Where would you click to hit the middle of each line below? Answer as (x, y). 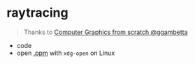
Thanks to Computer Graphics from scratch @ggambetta (106, 32)
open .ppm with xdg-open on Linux (66, 53)
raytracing (37, 13)
